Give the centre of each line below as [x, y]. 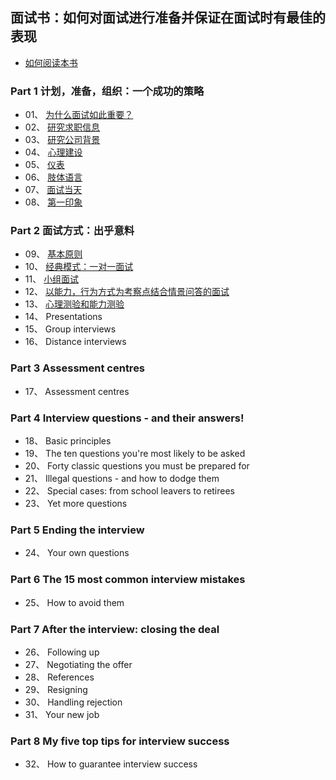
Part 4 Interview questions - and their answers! [127, 418]
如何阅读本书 [51, 62]
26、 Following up [62, 652]
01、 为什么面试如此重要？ [79, 115]
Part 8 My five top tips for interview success [120, 741]
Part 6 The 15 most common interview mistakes [128, 580]
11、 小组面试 [52, 279]
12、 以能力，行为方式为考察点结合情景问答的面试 [127, 292]
